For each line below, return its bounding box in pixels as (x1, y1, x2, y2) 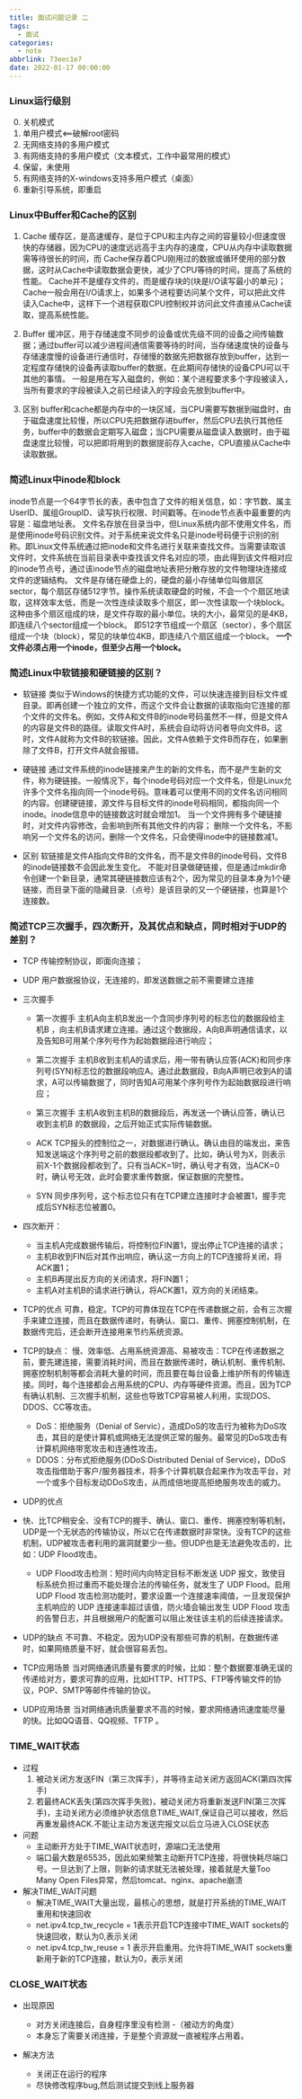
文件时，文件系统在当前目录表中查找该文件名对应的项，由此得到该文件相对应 (9, 552, 293, 563)
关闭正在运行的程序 (35, 2068, 108, 2079)
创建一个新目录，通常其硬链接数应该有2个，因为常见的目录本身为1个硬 (30, 873, 291, 884)
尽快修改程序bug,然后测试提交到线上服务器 (35, 2079, 195, 2090)
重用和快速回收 (35, 1908, 92, 1919)
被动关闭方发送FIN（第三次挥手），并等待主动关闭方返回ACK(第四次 (35, 1773, 285, 1784)
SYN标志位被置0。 (51, 1202, 121, 1213)
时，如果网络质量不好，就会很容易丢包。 (22, 1643, 173, 1654)
